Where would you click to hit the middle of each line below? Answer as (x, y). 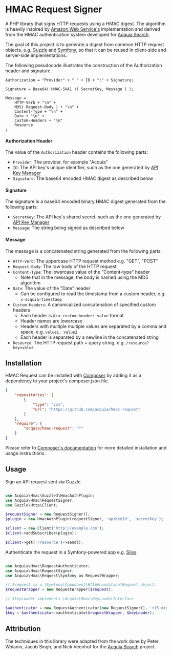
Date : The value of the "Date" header (51, 288)
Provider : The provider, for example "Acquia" (60, 162)
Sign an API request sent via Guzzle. (44, 482)
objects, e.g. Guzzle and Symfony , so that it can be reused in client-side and (86, 50)
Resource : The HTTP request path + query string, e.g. (69, 342)
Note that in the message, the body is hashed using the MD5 (84, 277)
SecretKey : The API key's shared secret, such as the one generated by (87, 217)
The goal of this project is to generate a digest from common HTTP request (85, 44)
